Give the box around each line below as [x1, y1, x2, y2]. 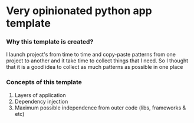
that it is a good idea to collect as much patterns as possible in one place [6, 64, 183, 71]
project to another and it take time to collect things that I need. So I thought [6, 57, 189, 64]
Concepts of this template [6, 78, 83, 87]
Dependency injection [14, 98, 68, 105]
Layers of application [14, 91, 66, 98]
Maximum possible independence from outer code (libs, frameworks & [14, 104, 186, 111]
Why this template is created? [6, 38, 94, 46]
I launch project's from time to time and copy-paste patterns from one [6, 51, 176, 58]
